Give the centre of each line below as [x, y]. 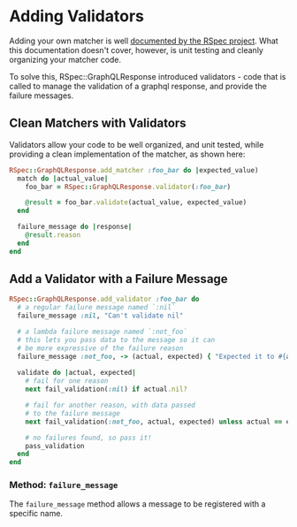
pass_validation [55, 446]
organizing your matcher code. [65, 59]
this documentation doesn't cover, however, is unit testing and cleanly [136, 50]
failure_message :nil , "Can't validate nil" [100, 316]
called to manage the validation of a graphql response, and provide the [138, 86]
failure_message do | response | [75, 227]
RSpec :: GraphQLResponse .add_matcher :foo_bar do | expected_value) [134, 170]
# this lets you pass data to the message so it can [116, 340]
